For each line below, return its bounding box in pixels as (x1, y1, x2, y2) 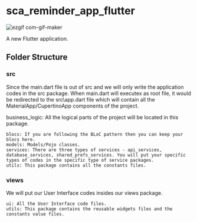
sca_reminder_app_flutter (6, 4, 136, 18)
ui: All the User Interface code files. (6, 201, 107, 207)
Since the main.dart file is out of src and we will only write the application (6, 83, 184, 90)
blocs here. (6, 136, 35, 142)
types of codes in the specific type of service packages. (6, 157, 155, 163)
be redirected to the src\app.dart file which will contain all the (6, 96, 155, 103)
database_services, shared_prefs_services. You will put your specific (6, 152, 186, 158)
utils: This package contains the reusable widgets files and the (6, 205, 173, 212)
